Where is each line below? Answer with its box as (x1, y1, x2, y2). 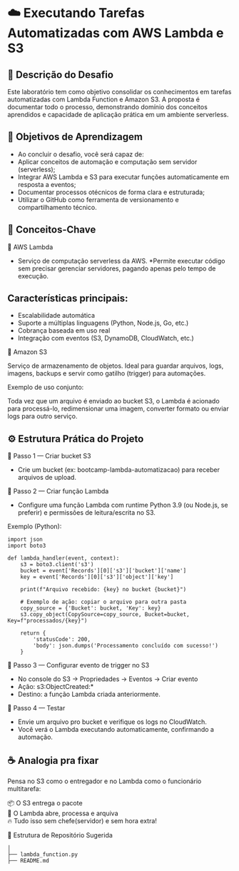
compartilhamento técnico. (17, 203, 98, 211)
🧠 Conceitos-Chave (7, 223, 96, 236)
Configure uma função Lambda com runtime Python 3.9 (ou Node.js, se (17, 500, 228, 510)
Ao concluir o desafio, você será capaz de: (17, 150, 144, 158)
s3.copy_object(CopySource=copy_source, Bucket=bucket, (20, 611, 190, 618)
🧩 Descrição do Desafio (7, 69, 114, 81)
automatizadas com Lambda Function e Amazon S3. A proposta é (7, 95, 200, 104)
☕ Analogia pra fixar (7, 754, 99, 767)
